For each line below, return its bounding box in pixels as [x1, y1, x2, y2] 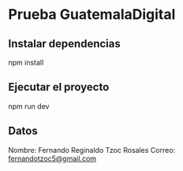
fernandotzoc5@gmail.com [8, 154, 97, 163]
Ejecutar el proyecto [8, 80, 110, 94]
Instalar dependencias [8, 37, 121, 50]
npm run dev [8, 101, 50, 111]
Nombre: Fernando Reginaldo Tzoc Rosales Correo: [8, 145, 176, 154]
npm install [8, 58, 44, 67]
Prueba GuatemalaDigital [8, 6, 176, 24]
